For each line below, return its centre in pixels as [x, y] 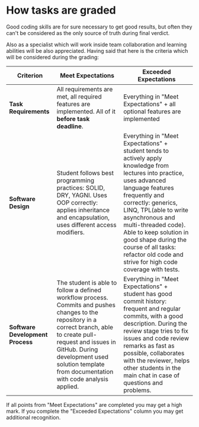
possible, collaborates [154, 353]
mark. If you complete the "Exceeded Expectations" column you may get [95, 411]
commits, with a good [153, 316]
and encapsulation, [83, 217]
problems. [137, 390]
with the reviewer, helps [157, 361]
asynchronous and [150, 217]
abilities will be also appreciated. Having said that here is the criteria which [97, 50]
